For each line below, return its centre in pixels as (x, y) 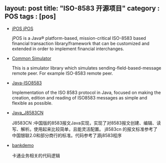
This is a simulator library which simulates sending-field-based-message (86, 68)
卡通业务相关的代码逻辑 (36, 156)
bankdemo (23, 145)
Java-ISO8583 (27, 82)
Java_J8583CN (28, 112)
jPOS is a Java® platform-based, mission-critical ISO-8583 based (79, 38)
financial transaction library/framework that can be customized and (81, 43)
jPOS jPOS (22, 28)
